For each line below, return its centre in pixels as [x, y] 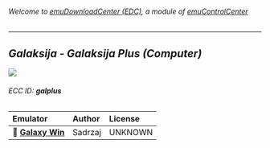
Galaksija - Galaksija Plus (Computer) [105, 53]
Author [86, 119]
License [125, 119]
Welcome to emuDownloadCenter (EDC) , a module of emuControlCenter [129, 11]
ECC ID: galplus [35, 90]
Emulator [30, 119]
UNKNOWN [131, 133]
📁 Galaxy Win [39, 133]
